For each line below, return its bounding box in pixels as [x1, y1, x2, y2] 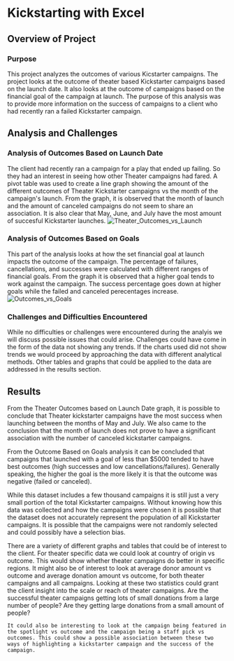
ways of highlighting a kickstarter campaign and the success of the [7, 640, 214, 648]
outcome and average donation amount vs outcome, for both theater [7, 571, 205, 580]
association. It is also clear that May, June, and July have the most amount [7, 209, 222, 217]
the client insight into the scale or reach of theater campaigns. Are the [7, 586, 209, 594]
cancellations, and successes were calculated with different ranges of [7, 264, 209, 273]
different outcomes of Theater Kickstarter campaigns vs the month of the [7, 186, 219, 195]
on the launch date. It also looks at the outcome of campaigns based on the [7, 84, 225, 93]
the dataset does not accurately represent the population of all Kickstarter [7, 513, 220, 522]
